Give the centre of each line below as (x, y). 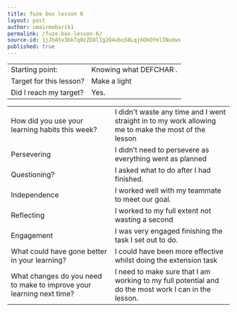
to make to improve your (51, 285)
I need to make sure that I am (163, 271)
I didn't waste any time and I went (170, 112)
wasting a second (144, 220)
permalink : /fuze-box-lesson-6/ (55, 34)
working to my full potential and (167, 281)
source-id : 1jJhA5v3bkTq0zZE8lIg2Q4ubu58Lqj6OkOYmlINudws (94, 40)
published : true (31, 47)
